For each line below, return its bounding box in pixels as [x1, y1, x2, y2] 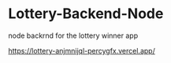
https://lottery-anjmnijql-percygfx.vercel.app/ [8, 46, 155, 55]
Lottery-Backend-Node [8, 5, 164, 23]
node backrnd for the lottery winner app [8, 31, 139, 40]
